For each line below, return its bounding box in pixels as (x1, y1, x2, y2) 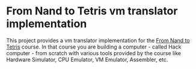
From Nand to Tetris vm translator (6, 4, 178, 18)
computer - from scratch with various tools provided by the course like (6, 49, 182, 56)
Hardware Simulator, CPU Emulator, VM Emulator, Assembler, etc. (6, 56, 168, 63)
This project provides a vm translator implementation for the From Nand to (6, 37, 191, 44)
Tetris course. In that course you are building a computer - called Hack (6, 43, 182, 50)
